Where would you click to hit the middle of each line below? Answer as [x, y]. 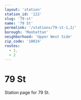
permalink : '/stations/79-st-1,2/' [41, 28]
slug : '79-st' [19, 19]
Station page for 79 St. [27, 93]
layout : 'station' [23, 10]
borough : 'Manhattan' [27, 32]
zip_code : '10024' [23, 41]
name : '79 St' [19, 23]
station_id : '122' [23, 14]
